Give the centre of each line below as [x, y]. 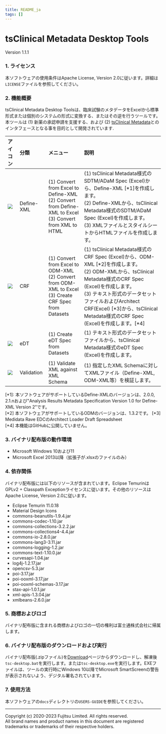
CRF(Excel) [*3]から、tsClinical [121, 309]
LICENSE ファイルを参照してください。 [43, 84]
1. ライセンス [20, 66]
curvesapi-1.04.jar [31, 558]
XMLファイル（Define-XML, [122, 373]
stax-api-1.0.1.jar [29, 589]
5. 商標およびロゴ [26, 613]
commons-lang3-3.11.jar [37, 542]
